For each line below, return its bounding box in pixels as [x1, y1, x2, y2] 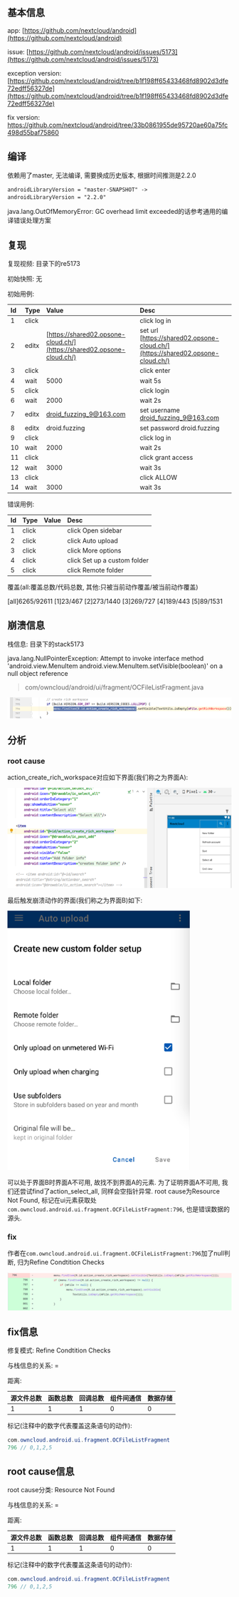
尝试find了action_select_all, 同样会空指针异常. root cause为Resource [19, 1186, 221, 1196]
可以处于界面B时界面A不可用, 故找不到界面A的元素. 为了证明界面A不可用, [7, 1178, 221, 1186]
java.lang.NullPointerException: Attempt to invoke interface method [7, 654, 204, 662]
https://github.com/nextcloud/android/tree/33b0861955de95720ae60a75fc [7, 120, 228, 129]
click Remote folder [67, 566, 124, 575]
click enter [139, 366, 171, 375]
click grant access [139, 453, 193, 462]
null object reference [7, 669, 69, 677]
